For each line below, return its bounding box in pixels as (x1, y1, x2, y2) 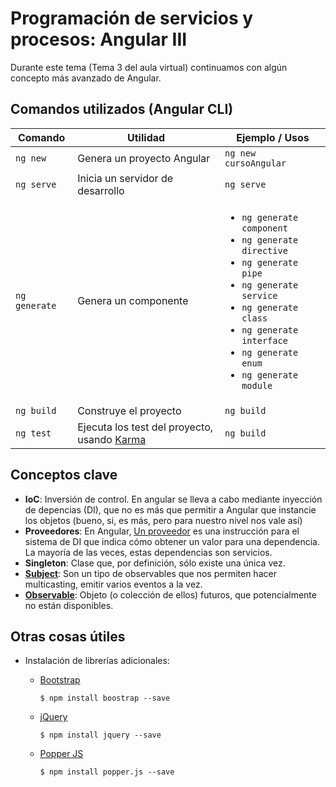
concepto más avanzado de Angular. (10, 72, 162, 84)
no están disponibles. (24, 599, 114, 611)
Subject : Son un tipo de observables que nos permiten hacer (24, 567, 277, 579)
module (241, 380, 273, 391)
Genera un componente (77, 293, 189, 307)
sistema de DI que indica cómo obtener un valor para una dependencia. (24, 535, 320, 547)
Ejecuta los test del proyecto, (77, 420, 214, 434)
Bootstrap (39, 674, 81, 686)
